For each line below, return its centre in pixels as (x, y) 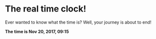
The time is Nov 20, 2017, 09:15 (37, 31)
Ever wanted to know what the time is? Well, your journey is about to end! (78, 22)
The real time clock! (46, 9)
